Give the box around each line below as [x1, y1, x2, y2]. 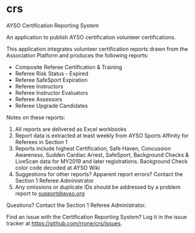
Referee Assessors [15, 96, 62, 103]
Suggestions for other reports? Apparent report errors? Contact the [15, 170, 183, 177]
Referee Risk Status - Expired [15, 70, 89, 77]
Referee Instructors [15, 82, 64, 90]
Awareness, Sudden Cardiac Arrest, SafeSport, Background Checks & [15, 151, 190, 159]
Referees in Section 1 [15, 138, 68, 145]
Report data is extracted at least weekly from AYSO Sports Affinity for [15, 132, 189, 139]
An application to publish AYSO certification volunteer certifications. [6, 33, 176, 41]
